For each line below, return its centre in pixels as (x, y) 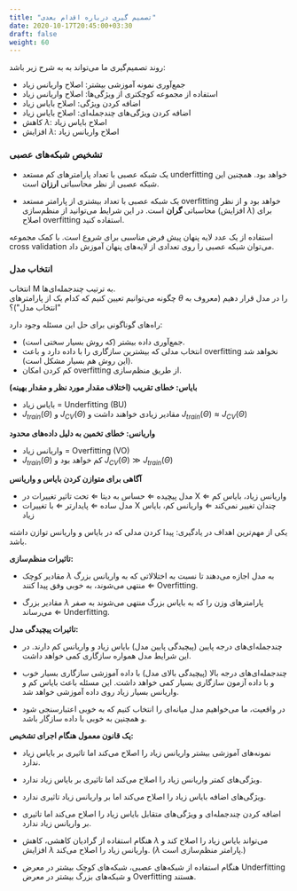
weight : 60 (29, 42)
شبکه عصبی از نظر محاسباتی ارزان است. (90, 184)
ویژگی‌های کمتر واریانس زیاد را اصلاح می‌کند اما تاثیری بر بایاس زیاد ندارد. (142, 780)
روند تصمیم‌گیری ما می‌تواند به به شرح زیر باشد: (87, 67)
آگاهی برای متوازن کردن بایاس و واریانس (75, 479)
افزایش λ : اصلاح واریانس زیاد (70, 132)
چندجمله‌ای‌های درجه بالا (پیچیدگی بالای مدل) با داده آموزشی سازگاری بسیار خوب (155, 673)
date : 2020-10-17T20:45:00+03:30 (71, 26)
